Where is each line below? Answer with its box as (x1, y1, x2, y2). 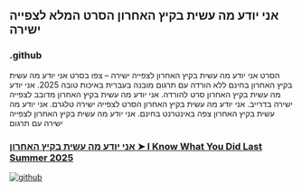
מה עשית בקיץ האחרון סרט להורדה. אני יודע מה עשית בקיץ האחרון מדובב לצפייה (9, 88, 281, 99)
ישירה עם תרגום (9, 117, 63, 128)
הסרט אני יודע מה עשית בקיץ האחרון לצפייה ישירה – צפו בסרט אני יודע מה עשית (9, 69, 280, 80)
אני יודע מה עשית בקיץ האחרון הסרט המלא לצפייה (9, 8, 279, 23)
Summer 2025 (9, 151, 74, 164)
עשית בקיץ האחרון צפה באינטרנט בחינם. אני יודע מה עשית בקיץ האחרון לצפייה (9, 108, 276, 119)
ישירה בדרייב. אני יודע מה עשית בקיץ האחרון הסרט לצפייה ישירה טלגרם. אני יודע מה (9, 98, 294, 109)
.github (9, 50, 42, 62)
